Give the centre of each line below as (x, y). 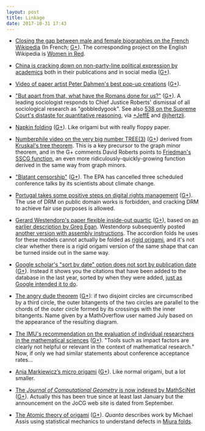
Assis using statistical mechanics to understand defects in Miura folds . (104, 422)
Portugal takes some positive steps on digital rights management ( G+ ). (104, 195)
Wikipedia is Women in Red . (50, 54)
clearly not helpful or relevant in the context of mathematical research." (105, 347)
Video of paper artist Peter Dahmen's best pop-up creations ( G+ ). (98, 84)
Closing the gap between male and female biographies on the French (102, 41)
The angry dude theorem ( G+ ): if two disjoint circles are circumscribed (104, 296)
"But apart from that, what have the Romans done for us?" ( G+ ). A (98, 96)
